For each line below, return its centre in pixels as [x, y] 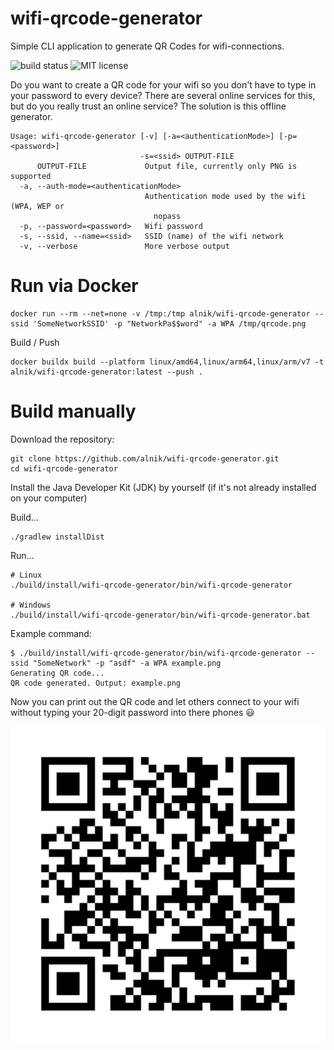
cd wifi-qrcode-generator [64, 468]
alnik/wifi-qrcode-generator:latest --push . [106, 372]
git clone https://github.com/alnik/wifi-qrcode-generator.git [145, 458]
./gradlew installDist [57, 537]
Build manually [73, 411]
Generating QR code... [57, 673]
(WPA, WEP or [37, 206]
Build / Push [35, 342]
